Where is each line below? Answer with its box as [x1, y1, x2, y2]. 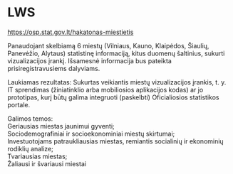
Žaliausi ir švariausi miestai [7, 159, 87, 168]
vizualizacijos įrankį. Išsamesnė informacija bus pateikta [7, 56, 172, 65]
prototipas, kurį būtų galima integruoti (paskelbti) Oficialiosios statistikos [7, 93, 219, 102]
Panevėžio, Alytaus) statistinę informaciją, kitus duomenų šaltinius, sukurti [7, 49, 225, 58]
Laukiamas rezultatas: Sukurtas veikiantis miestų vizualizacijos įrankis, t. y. [7, 77, 227, 86]
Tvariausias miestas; [7, 152, 68, 161]
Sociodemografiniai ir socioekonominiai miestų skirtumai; [7, 129, 175, 138]
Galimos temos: [7, 114, 53, 123]
